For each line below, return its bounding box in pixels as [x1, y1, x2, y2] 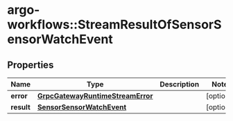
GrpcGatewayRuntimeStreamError [37, 91, 153, 100]
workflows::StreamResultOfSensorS [7, 17, 222, 32]
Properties [7, 59, 54, 71]
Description [159, 80, 200, 89]
